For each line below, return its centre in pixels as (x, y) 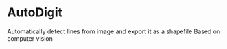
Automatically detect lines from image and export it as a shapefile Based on (114, 31)
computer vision (30, 38)
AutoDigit (35, 13)
